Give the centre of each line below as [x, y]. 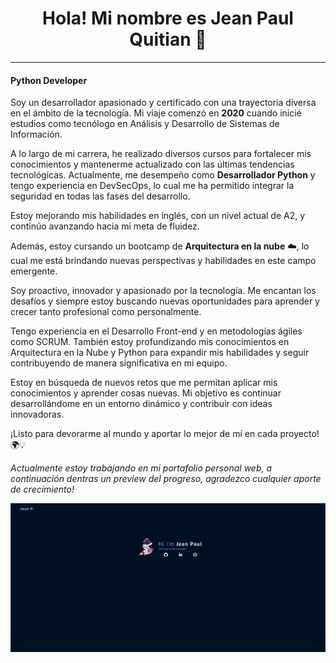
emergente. [34, 271]
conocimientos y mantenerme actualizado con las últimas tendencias [152, 164]
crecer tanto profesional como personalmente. [106, 312]
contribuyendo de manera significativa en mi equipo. [119, 363]
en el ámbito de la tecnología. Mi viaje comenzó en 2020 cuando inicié [156, 113]
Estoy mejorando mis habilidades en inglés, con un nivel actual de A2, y [158, 216]
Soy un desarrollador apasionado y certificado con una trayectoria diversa [163, 103]
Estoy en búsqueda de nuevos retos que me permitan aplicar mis [144, 383]
